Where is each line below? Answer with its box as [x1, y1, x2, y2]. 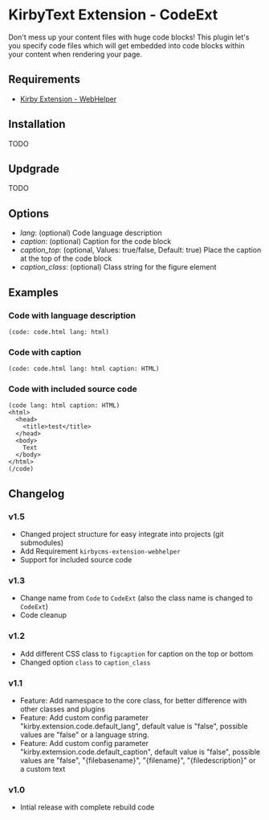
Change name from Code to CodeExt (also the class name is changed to [19, 593, 253, 603]
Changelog [8, 487, 65, 501]
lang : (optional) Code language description [19, 228, 162, 238]
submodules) [19, 538, 64, 548]
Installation [8, 117, 66, 131]
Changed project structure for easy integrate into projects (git [19, 529, 224, 539]
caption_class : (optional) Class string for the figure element [19, 262, 217, 272]
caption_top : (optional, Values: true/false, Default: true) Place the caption [19, 245, 262, 255]
